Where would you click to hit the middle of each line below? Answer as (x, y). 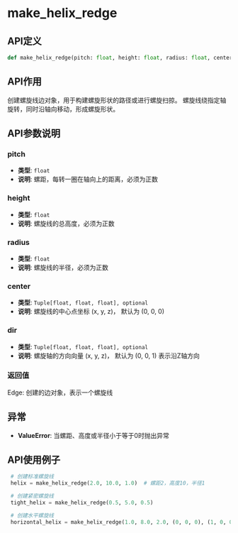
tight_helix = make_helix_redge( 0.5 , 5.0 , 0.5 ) (82, 503)
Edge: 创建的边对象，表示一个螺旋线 (60, 392)
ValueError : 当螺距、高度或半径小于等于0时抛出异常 (93, 435)
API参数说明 (34, 134)
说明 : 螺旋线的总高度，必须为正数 (66, 223)
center (19, 286)
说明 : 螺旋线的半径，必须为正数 (63, 267)
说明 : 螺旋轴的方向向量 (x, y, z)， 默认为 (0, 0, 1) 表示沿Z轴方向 (108, 356)
